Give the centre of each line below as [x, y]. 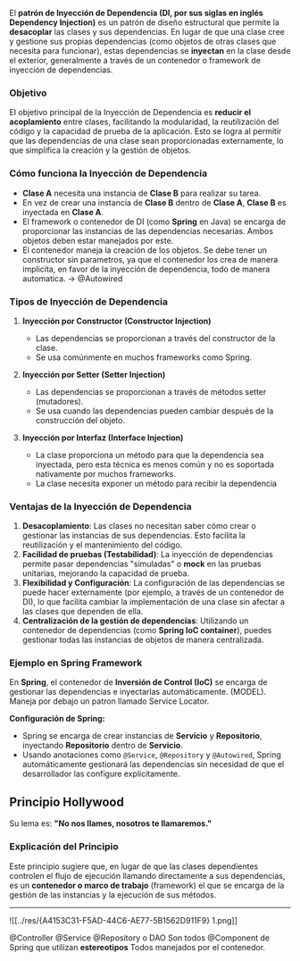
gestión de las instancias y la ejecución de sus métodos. [113, 894]
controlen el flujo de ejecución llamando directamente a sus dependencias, [147, 875]
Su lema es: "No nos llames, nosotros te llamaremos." [111, 823]
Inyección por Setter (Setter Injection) [94, 374]
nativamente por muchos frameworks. [105, 473]
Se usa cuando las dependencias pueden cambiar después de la [154, 411]
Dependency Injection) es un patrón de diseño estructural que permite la [144, 22]
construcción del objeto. [80, 420]
